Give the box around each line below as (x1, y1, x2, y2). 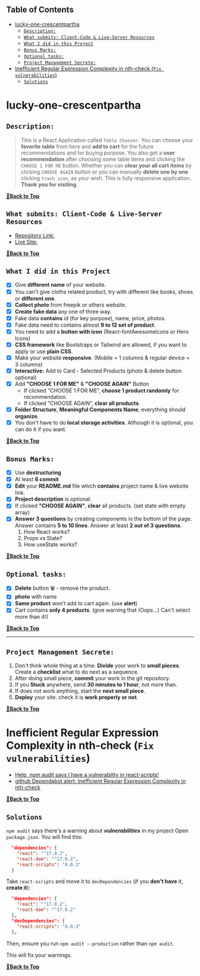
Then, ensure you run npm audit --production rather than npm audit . (6, 940, 174, 947)
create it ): (6, 884, 31, 891)
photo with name (14, 593, 57, 600)
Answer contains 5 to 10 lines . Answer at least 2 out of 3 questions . (14, 522, 182, 529)
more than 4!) (14, 614, 49, 621)
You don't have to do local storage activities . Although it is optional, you (14, 419, 193, 426)
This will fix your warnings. (6, 951, 72, 959)
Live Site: (14, 238, 37, 245)
